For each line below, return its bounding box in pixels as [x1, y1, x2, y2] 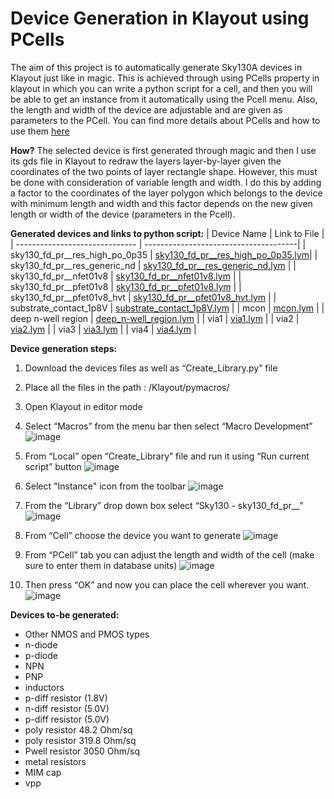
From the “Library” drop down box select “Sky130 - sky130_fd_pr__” [24, 499, 304, 511]
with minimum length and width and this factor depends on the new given [10, 197, 313, 209]
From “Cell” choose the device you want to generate [24, 529, 242, 541]
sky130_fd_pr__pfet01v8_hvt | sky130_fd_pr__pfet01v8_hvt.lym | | [10, 291, 277, 303]
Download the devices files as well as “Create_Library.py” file [24, 362, 278, 374]
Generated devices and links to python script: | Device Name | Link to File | [10, 227, 325, 239]
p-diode [24, 649, 58, 661]
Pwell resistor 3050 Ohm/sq [24, 745, 141, 757]
